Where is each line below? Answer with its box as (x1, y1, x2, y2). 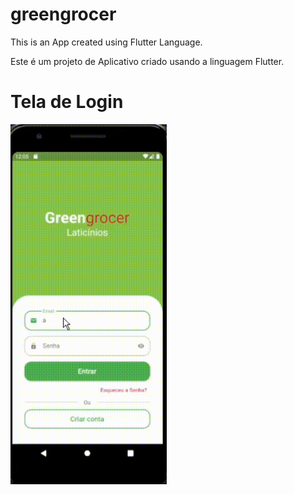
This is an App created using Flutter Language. (10, 36, 203, 48)
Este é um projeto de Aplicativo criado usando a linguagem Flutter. (10, 55, 285, 67)
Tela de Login (10, 91, 124, 113)
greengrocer (10, 3, 117, 26)
